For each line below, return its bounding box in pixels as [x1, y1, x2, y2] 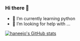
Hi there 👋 [5, 4, 30, 11]
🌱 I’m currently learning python [12, 16, 76, 22]
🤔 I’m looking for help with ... [12, 21, 71, 27]
